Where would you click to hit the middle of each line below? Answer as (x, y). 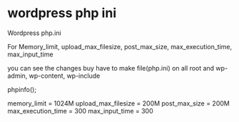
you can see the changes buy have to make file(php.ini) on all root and (111, 68)
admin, (17, 76)
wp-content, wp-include (65, 76)
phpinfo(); (22, 89)
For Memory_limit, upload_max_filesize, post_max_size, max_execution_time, (120, 46)
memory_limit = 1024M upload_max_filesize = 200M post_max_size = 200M (118, 103)
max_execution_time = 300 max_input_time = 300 (80, 111)
